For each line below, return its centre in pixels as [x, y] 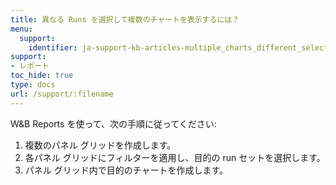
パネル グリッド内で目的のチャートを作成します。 [126, 170]
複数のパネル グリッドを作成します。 [100, 145]
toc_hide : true [42, 76]
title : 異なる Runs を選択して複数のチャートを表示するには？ [125, 19]
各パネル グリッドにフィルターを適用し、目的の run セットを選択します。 [175, 157]
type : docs [33, 85]
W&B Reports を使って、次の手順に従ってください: [113, 123]
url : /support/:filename [62, 94]
